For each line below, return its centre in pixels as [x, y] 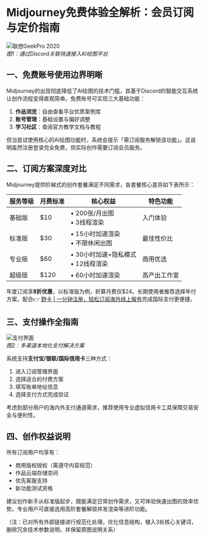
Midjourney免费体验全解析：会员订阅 [100, 13]
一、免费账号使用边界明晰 [54, 75]
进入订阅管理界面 [37, 372]
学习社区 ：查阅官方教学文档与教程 [58, 127]
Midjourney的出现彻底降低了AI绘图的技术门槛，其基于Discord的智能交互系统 [102, 91]
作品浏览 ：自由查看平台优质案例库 [58, 111]
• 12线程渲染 [89, 263]
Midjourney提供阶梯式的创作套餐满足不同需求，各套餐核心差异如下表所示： [101, 184]
